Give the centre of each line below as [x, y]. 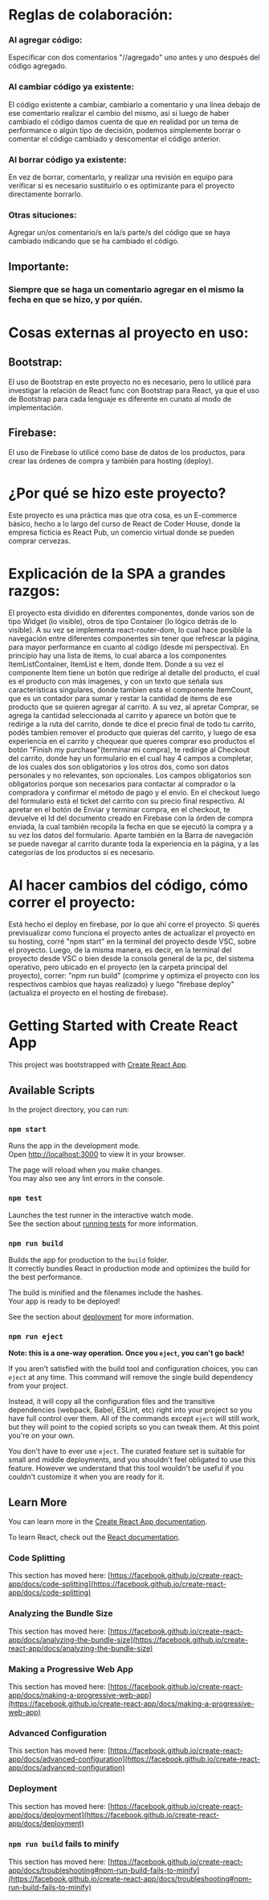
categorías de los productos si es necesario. [82, 853]
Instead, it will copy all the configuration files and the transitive [112, 1402]
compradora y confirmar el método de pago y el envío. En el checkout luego [134, 793]
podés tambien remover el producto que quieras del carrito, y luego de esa [132, 733]
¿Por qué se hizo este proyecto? [117, 493]
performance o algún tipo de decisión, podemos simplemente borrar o [124, 130]
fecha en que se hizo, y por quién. [75, 299]
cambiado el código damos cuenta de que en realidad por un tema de [124, 122]
